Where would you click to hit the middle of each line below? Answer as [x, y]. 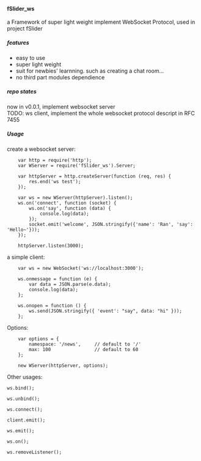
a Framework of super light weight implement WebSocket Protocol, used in [101, 22]
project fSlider [25, 29]
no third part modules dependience [60, 78]
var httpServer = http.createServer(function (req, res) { [95, 176]
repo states [22, 91]
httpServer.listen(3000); [51, 246]
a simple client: [26, 257]
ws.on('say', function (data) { [70, 209]
